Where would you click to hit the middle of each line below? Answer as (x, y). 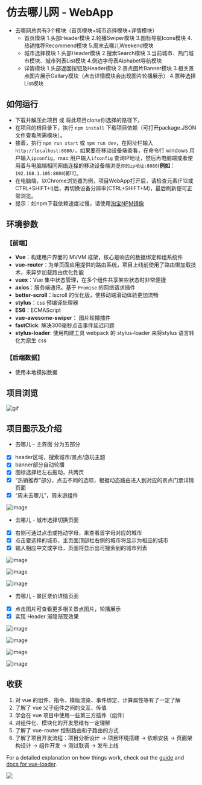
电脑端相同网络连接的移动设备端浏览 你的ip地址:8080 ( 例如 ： (103, 165)
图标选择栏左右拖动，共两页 (49, 472)
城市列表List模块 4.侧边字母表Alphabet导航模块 (103, 61)
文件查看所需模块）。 (40, 135)
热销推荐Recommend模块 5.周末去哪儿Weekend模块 (89, 45)
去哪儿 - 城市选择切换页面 (47, 520)
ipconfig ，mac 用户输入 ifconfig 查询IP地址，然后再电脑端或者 (109, 157)
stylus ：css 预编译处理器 (46, 303)
